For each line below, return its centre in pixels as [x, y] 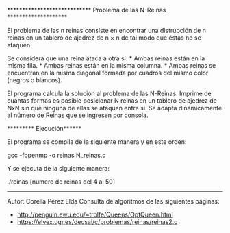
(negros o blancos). [35, 80]
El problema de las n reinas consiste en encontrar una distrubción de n [107, 30]
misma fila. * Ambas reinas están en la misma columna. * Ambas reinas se [112, 65]
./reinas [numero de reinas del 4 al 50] [61, 182]
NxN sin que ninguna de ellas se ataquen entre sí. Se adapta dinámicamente [115, 108]
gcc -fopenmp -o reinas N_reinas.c [56, 155]
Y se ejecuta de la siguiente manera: [58, 168]
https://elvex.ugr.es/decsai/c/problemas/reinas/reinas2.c [97, 222]
